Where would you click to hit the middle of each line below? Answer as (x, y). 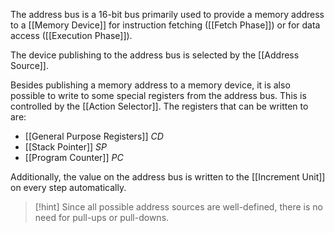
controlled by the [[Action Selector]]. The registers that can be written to (159, 106)
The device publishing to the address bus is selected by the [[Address (155, 55)
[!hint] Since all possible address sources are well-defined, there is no (178, 207)
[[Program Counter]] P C (74, 157)
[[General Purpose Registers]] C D (94, 136)
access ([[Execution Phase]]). (71, 35)
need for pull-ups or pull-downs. (102, 217)
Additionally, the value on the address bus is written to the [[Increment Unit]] (168, 177)
